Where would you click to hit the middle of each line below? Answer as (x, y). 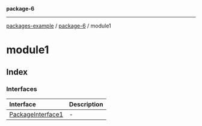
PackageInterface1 (36, 114)
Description (86, 104)
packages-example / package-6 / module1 (59, 26)
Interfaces (22, 89)
